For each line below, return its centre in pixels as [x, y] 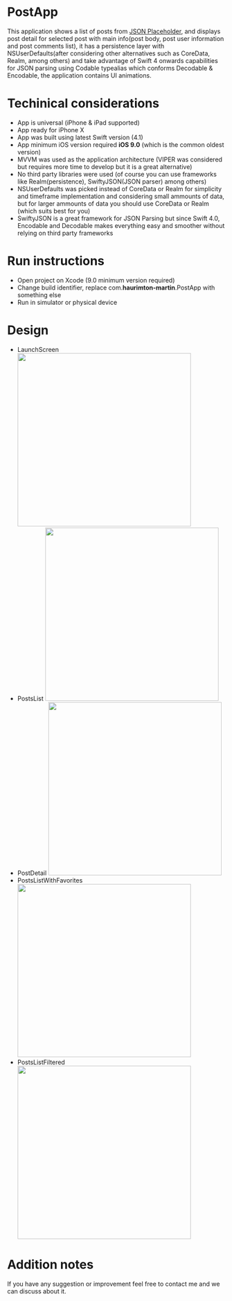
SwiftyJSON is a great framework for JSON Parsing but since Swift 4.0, [118, 218]
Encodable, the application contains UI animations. [79, 75]
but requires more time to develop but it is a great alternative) [105, 166]
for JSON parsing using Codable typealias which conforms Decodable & [110, 68]
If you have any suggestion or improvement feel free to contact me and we [114, 1284]
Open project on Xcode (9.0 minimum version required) [96, 280]
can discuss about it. [37, 1291]
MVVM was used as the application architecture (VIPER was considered [120, 159]
